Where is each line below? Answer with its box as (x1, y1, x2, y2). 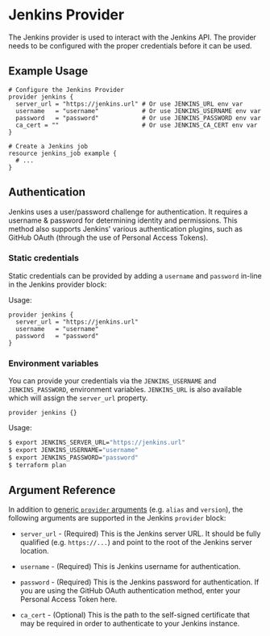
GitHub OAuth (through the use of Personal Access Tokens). (8, 232, 209, 242)
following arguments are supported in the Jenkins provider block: (8, 513, 226, 523)
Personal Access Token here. (19, 595, 118, 605)
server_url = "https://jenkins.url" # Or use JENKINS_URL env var (15, 99, 243, 108)
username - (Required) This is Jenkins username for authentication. (19, 562, 241, 571)
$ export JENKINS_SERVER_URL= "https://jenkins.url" (8, 438, 185, 447)
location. (19, 546, 50, 556)
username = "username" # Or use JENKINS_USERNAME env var (15, 107, 262, 115)
